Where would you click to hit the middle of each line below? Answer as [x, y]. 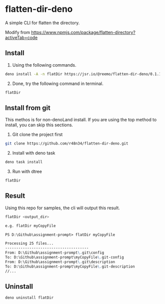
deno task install [24, 162]
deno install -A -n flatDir [34, 74]
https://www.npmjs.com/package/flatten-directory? [83, 32]
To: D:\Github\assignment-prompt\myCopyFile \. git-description [70, 266]
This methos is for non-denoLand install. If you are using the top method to [81, 120]
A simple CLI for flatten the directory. [42, 23]
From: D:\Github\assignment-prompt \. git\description [60, 262]
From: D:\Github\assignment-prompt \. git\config [55, 253]
